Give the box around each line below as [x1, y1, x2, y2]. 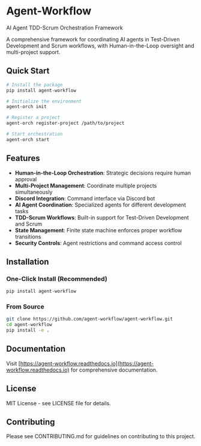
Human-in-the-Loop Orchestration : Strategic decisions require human [14, 169, 191, 176]
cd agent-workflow [6, 322, 52, 328]
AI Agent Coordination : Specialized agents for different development [14, 201, 186, 208]
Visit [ [6, 360, 21, 367]
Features [6, 153, 40, 163]
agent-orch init [6, 104, 47, 110]
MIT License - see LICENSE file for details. [6, 399, 111, 406]
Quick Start [6, 66, 50, 76]
